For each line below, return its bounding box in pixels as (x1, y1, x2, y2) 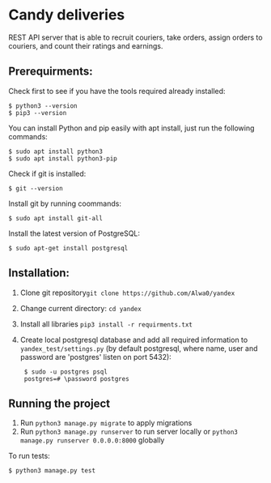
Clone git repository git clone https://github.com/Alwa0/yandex (19, 288, 235, 297)
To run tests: (8, 451, 50, 461)
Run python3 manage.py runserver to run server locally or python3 (19, 427, 239, 437)
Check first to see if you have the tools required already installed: (8, 86, 226, 96)
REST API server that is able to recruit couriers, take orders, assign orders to (8, 32, 263, 42)
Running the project (8, 396, 111, 410)
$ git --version (8, 184, 63, 192)
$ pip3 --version (8, 109, 67, 117)
